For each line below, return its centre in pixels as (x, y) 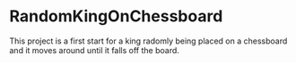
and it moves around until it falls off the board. (94, 50)
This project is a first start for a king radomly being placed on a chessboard (148, 41)
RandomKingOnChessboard (116, 16)
